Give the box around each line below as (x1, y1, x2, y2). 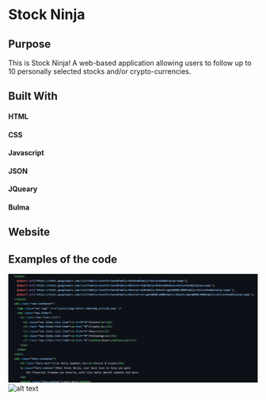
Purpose (8, 37, 51, 51)
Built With (8, 90, 58, 103)
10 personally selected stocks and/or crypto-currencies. (8, 67, 192, 76)
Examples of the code (8, 252, 117, 266)
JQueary (8, 184, 38, 194)
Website (8, 225, 50, 239)
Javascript (8, 148, 45, 158)
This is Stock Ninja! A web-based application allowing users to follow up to (8, 58, 252, 67)
